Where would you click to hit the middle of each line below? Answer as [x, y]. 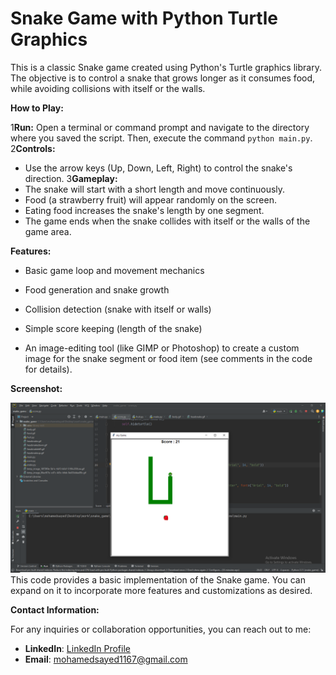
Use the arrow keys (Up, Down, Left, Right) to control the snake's [158, 168]
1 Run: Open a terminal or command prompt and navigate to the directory [160, 127]
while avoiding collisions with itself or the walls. [108, 88]
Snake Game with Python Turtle [144, 18]
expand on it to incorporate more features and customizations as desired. [161, 590]
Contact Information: [55, 609]
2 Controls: [33, 148]
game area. [48, 231]
